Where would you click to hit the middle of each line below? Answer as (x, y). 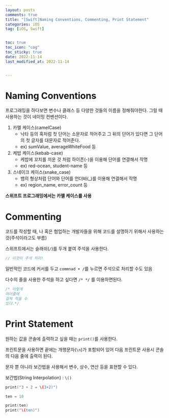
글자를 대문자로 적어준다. (56, 140)
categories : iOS (22, 24)
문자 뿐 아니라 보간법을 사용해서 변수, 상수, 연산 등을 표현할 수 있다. (72, 367)
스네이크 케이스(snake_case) (42, 172)
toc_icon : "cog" (22, 47)
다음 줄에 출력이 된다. (32, 356)
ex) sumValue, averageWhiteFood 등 (58, 147)
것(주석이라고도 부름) (26, 238)
